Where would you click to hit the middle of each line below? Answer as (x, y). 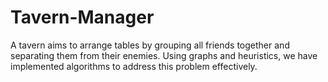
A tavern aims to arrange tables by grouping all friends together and (150, 45)
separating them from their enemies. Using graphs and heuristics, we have (164, 55)
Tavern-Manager (82, 17)
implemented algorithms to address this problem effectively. (134, 66)
